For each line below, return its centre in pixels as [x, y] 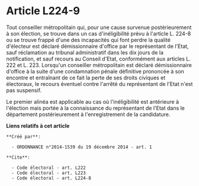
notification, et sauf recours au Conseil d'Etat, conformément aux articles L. [98, 59]
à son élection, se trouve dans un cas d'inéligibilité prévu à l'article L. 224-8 [99, 33]
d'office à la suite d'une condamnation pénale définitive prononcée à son [95, 71]
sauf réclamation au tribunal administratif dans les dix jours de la [85, 52]
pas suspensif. [24, 90]
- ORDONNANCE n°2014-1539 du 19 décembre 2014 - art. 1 [82, 147]
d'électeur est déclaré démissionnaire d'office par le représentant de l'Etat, [97, 46]
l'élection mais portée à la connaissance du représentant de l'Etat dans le [96, 108]
